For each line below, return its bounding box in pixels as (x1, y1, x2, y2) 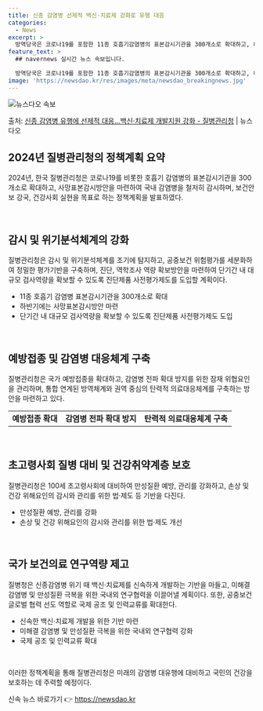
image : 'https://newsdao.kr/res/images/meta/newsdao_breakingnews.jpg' (8, 76, 247, 85)
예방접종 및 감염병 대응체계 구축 (8, 352, 151, 365)
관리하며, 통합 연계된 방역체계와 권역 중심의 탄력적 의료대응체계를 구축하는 (16, 384, 243, 393)
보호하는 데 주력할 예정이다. (8, 677, 92, 687)
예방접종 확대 (12, 414, 58, 425)
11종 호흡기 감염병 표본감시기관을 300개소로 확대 (19, 292, 168, 301)
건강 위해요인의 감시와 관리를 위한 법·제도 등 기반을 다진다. (8, 490, 186, 500)
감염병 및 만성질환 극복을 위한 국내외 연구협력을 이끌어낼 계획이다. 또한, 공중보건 (8, 589, 253, 599)
